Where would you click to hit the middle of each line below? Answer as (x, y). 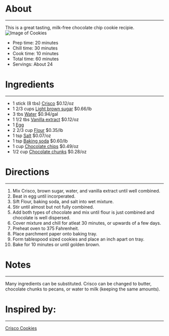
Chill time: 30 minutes (35, 48)
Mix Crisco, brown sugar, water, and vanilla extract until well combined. (86, 190)
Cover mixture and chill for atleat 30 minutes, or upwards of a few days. (87, 223)
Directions (27, 172)
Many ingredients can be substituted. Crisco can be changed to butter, (78, 283)
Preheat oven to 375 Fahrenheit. (46, 228)
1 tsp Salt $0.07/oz (32, 135)
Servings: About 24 (32, 64)
